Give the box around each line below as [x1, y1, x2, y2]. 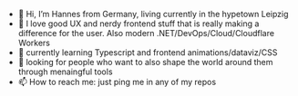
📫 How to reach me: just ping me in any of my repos [17, 77, 217, 87]
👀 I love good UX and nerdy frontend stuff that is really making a [17, 18, 260, 29]
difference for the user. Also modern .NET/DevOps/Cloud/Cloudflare [17, 28, 275, 38]
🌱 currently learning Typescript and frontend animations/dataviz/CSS [17, 47, 278, 58]
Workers [17, 37, 50, 48]
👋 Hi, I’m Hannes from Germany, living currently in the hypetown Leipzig [17, 9, 289, 19]
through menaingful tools [17, 66, 113, 77]
